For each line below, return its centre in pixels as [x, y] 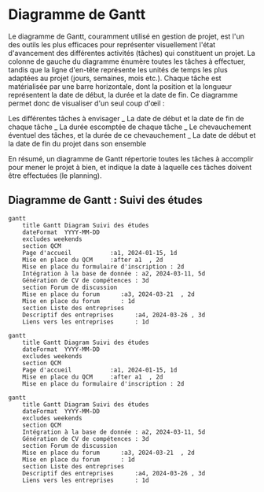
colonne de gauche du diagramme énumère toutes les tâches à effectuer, [127, 61]
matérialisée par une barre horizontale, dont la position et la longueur [120, 86]
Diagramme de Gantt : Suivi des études [105, 200]
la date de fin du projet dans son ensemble [77, 143]
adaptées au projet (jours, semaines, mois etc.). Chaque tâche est [115, 78]
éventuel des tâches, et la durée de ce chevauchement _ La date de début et [132, 135]
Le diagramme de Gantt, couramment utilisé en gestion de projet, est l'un [126, 36]
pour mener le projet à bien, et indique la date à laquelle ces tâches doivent [130, 167]
